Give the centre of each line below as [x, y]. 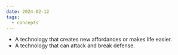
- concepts [25, 22]
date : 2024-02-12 [28, 12]
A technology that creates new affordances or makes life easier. [93, 40]
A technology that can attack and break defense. [75, 46]
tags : [13, 17]
